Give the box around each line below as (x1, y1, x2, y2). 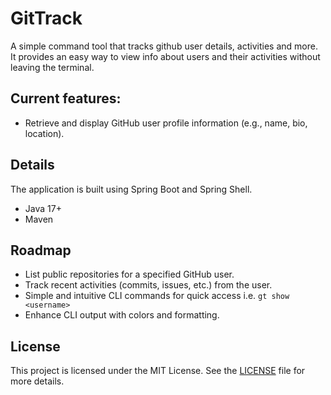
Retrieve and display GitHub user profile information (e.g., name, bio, (24, 117, 308, 129)
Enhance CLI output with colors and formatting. (24, 309, 220, 321)
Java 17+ (24, 202, 62, 214)
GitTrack (10, 7, 83, 30)
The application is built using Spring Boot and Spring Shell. (10, 183, 253, 195)
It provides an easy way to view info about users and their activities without (10, 50, 321, 62)
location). (24, 127, 65, 139)
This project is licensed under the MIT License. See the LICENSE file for (10, 365, 306, 377)
